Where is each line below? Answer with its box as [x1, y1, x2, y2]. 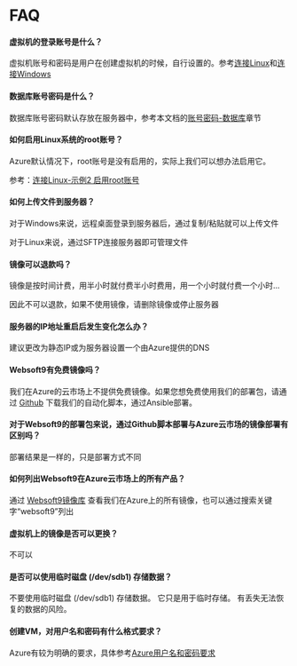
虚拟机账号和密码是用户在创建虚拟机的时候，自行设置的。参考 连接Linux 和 [9, 58, 277, 68]
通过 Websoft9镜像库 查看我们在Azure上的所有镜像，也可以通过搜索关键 [9, 495, 273, 506]
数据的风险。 [24, 604, 72, 614]
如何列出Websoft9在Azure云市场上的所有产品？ [9, 473, 186, 484]
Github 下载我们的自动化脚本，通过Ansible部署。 [19, 397, 198, 408]
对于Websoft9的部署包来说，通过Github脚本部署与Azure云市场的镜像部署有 [9, 419, 289, 430]
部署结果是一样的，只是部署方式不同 [9, 451, 142, 462]
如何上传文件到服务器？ [9, 196, 95, 207]
